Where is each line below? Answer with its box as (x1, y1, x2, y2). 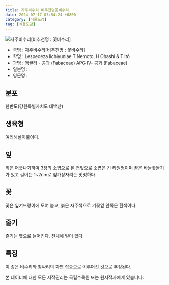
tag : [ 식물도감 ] (5, 21, 36, 27)
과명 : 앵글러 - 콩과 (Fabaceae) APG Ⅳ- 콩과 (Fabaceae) (12, 60, 128, 66)
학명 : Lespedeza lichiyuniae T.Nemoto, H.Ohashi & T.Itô (12, 53, 130, 60)
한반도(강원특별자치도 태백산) (5, 103, 64, 109)
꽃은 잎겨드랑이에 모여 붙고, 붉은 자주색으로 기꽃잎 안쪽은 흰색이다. (5, 202, 137, 208)
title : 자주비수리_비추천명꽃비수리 (5, 7, 69, 13)
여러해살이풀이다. (5, 134, 40, 140)
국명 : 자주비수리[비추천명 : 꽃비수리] (12, 47, 86, 53)
